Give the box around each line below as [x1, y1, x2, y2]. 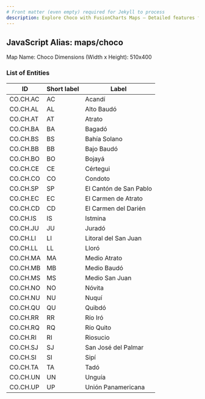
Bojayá [85, 154, 105, 163]
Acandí [85, 95, 106, 103]
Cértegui [85, 164, 110, 173]
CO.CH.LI [9, 233, 37, 242]
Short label [46, 84, 79, 93]
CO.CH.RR [9, 313, 39, 321]
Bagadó [85, 125, 108, 133]
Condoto [85, 174, 110, 183]
